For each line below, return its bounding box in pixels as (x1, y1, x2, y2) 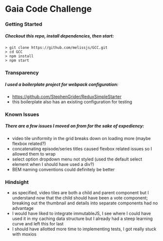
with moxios (12, 231, 36, 237)
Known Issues (5, 111, 39, 118)
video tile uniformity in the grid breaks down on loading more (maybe (12, 135, 151, 141)
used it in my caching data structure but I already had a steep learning (12, 216, 153, 221)
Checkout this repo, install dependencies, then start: (5, 33, 114, 39)
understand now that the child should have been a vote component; (12, 195, 148, 201)
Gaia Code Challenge (5, 3, 92, 15)
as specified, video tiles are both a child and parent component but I (12, 190, 149, 196)
